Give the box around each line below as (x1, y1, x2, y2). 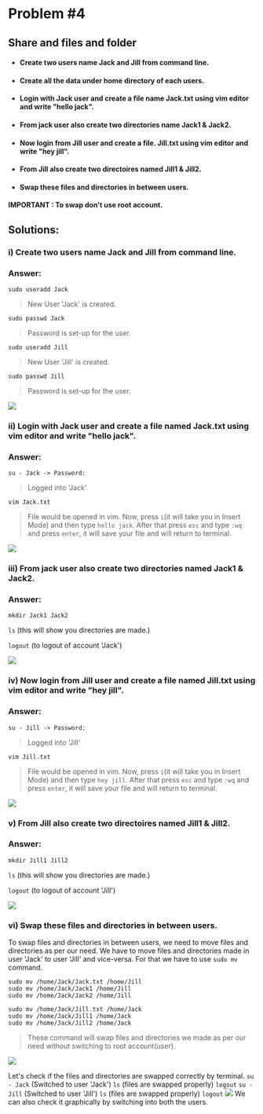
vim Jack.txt (8, 498, 51, 507)
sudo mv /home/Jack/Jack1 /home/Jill (8, 985, 132, 993)
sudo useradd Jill (8, 343, 68, 351)
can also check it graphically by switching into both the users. (8, 1098, 208, 1107)
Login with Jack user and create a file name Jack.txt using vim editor (19, 93, 250, 103)
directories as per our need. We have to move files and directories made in (8, 946, 250, 955)
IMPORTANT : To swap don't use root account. (8, 200, 163, 210)
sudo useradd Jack (8, 285, 68, 293)
